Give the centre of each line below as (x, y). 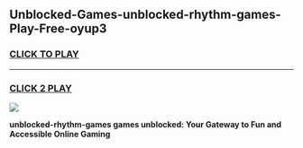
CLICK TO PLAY (44, 55)
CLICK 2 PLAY (41, 88)
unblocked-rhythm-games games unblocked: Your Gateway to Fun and (146, 124)
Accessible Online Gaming (60, 134)
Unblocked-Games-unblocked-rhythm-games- (145, 15)
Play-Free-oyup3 (58, 29)
